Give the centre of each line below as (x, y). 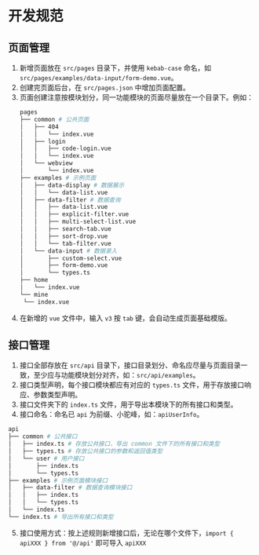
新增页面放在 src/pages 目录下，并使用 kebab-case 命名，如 (115, 68)
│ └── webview (46, 163)
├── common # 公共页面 (54, 119)
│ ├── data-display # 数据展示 (72, 185)
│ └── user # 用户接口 (46, 458)
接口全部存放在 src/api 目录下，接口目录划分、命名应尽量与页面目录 (130, 365)
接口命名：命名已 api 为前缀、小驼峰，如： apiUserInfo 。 (111, 414)
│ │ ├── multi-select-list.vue (78, 222)
